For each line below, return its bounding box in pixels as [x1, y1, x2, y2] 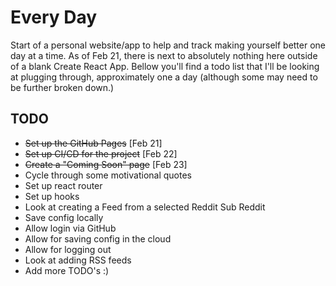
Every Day [10, 6, 98, 29]
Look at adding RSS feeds [24, 254, 132, 266]
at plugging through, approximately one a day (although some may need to [10, 71, 318, 83]
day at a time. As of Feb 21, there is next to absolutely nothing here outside [10, 49, 318, 61]
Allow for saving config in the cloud [24, 232, 172, 245]
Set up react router [24, 179, 103, 191]
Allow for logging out [24, 243, 112, 255]
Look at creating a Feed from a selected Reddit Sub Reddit [24, 201, 266, 213]
